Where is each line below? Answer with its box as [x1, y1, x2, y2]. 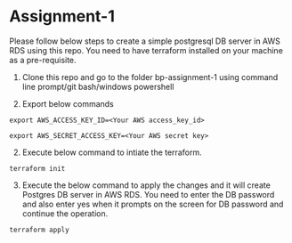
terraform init [9, 164, 66, 173]
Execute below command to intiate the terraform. [21, 147, 202, 158]
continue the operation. [21, 207, 109, 219]
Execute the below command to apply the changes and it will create [21, 180, 272, 190]
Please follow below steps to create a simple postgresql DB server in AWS [9, 36, 280, 46]
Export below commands [21, 98, 114, 109]
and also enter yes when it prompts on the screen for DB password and [21, 198, 284, 209]
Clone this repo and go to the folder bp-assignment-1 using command [21, 71, 279, 82]
